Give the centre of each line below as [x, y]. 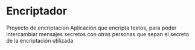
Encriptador [37, 11]
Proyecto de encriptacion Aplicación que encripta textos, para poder [91, 28]
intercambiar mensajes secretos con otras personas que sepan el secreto [97, 34]
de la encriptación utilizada [40, 40]
